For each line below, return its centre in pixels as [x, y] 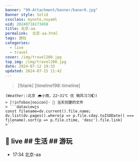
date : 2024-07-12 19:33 [30, 66]
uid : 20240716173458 [27, 24]
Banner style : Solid [27, 15]
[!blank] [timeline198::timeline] [49, 86]
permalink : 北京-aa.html [31, 33]
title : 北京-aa [20, 29]
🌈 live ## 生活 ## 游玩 [39, 141]
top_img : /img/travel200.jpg [36, 62]
